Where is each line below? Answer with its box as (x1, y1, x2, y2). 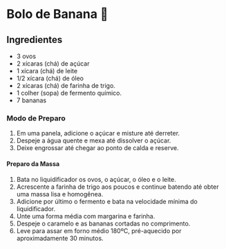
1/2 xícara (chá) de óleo (16, 74, 84, 82)
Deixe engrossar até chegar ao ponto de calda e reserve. (16, 144, 179, 152)
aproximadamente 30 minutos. (16, 234, 104, 242)
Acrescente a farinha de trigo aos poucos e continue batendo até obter (16, 183, 219, 191)
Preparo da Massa (6, 159, 60, 168)
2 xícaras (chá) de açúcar (16, 59, 90, 68)
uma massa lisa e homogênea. (16, 190, 104, 198)
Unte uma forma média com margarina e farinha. (16, 212, 156, 220)
